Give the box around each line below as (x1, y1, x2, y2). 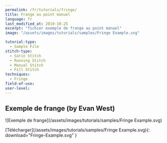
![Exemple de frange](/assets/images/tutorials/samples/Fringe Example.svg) (5, 118, 162, 124)
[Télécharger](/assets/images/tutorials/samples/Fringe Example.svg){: (5, 127, 150, 133)
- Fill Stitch (9, 67, 39, 72)
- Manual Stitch (9, 63, 43, 68)
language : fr (5, 16, 32, 21)
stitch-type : (5, 48, 32, 54)
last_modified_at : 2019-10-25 (5, 21, 68, 26)
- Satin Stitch (9, 53, 41, 58)
